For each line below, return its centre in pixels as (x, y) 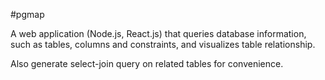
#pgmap (27, 14)
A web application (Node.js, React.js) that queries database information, (158, 33)
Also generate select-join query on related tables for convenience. (147, 63)
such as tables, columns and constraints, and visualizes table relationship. (163, 44)
